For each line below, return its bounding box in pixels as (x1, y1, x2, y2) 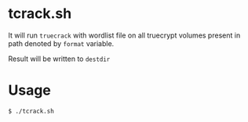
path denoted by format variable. (8, 38, 115, 48)
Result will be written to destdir (8, 54, 111, 63)
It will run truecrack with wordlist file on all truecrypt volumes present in (8, 30, 241, 40)
